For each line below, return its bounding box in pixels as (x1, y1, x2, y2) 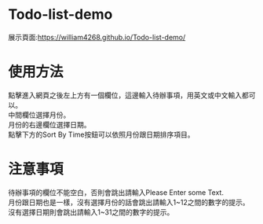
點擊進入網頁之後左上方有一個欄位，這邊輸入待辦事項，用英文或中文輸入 (8, 90, 242, 100)
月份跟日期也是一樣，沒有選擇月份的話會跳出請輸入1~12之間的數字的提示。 (8, 197, 250, 207)
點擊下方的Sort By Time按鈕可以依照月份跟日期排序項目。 (8, 130, 195, 139)
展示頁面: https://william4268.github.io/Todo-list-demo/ (8, 32, 186, 42)
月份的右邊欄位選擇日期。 (8, 119, 91, 129)
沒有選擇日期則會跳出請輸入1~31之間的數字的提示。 (8, 207, 174, 217)
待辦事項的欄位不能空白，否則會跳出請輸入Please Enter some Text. (8, 187, 224, 197)
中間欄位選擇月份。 (8, 110, 71, 119)
